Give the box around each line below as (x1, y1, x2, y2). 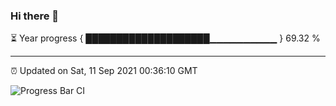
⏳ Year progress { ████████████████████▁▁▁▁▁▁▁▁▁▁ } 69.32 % (10, 32, 321, 44)
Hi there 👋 (10, 9, 60, 23)
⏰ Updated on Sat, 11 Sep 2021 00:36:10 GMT (10, 65, 198, 77)
